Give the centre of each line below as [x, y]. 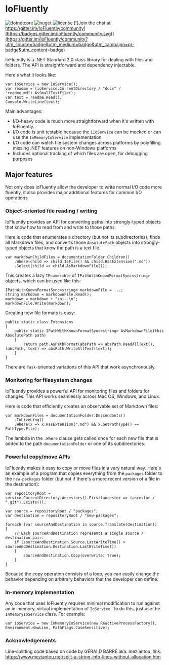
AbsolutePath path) [26, 336]
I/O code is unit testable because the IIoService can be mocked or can [87, 132]
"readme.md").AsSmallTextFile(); [40, 93]
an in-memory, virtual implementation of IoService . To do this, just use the [83, 608]
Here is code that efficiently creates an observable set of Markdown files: [82, 407]
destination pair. [25, 538]
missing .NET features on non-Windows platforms [65, 148]
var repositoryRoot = [28, 493]
